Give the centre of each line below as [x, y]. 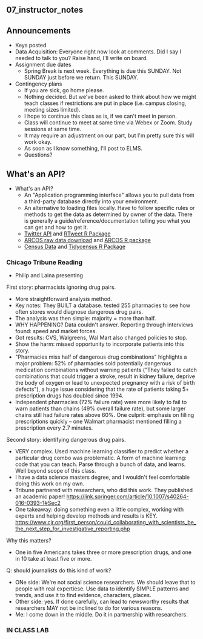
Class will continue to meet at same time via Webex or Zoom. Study [108, 123]
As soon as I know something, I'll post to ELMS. [83, 149]
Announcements [38, 31]
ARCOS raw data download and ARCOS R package [88, 240]
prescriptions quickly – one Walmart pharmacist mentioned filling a [98, 422]
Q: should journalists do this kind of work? [59, 570]
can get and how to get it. [56, 228]
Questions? [38, 155]
